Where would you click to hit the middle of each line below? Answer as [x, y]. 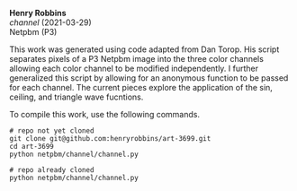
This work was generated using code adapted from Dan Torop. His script [144, 49]
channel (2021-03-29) [50, 22]
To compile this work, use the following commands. [105, 114]
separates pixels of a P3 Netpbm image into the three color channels [136, 59]
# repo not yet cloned [52, 131]
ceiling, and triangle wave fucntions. [76, 97]
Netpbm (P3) [33, 32]
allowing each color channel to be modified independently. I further [134, 68]
